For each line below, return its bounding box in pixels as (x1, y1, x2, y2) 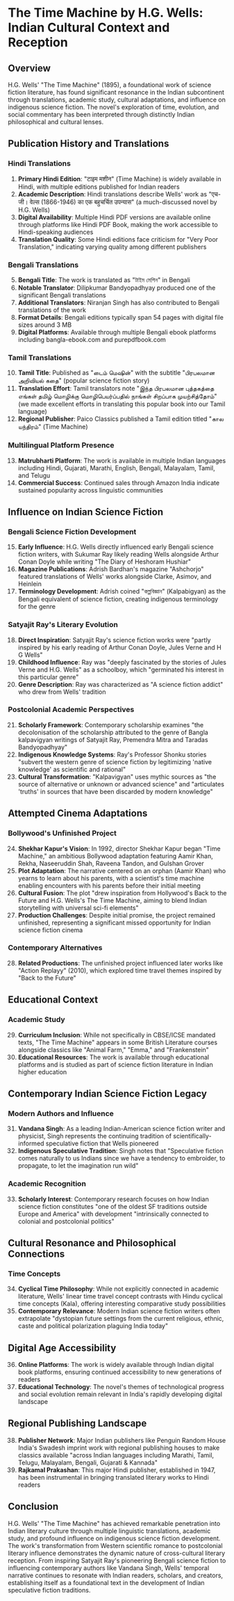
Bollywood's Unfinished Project (8, 828, 117, 838)
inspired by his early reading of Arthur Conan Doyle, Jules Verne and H (17, 643, 222, 651)
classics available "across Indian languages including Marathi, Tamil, (17, 1451, 215, 1459)
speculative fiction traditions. (8, 1586, 91, 1594)
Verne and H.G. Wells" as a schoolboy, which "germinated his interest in (17, 665, 224, 674)
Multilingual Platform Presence (8, 440, 115, 450)
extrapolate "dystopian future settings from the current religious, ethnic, (17, 1315, 224, 1323)
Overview (8, 62, 51, 74)
